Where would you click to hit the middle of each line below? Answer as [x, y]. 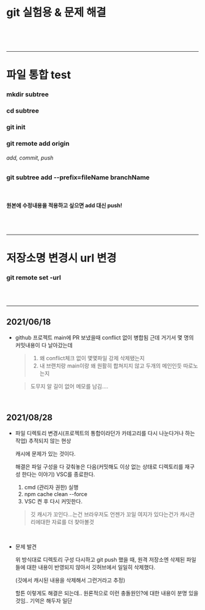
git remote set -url [34, 277]
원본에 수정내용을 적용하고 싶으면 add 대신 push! [64, 205]
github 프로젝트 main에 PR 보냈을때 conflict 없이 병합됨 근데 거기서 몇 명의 [104, 337]
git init [16, 127]
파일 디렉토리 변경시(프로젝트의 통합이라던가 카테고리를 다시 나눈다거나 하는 [105, 433]
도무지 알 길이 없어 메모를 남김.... [69, 386]
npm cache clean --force [56, 494]
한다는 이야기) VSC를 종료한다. [59, 474]
